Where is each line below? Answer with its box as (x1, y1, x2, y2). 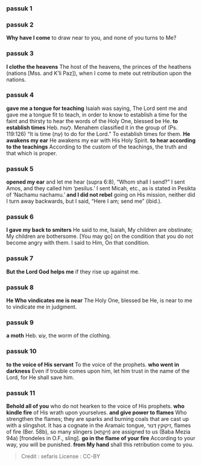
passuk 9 (6, 318, 34, 327)
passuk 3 (6, 50, 34, 58)
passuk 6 (6, 213, 34, 221)
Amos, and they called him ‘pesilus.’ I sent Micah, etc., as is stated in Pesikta (6, 185, 196, 192)
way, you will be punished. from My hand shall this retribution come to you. (6, 441, 194, 448)
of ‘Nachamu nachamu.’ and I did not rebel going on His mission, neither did (6, 191, 196, 199)
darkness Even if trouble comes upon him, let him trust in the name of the (6, 367, 190, 374)
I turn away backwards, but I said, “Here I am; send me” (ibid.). (6, 197, 162, 205)
